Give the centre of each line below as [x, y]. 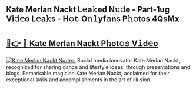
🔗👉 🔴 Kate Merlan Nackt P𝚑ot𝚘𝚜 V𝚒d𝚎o [82, 43]
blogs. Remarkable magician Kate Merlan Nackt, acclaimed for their [88, 73]
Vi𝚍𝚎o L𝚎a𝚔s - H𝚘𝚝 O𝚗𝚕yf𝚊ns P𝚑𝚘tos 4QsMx [93, 19]
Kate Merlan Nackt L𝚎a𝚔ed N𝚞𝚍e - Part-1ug [88, 10]
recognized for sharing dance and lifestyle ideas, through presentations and [98, 67]
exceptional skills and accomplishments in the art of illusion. [79, 80]
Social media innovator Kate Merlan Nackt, [129, 60]
